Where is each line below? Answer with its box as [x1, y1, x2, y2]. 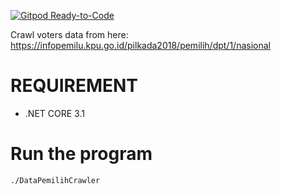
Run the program [10, 143, 153, 165]
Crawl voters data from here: [10, 29, 129, 40]
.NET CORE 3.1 [24, 107, 85, 119]
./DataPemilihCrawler [10, 175, 101, 185]
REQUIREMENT [10, 75, 139, 97]
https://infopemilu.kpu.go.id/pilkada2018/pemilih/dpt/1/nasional [10, 40, 271, 51]
